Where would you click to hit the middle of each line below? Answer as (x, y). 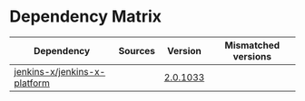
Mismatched (252, 45)
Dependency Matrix (85, 17)
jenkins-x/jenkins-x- (60, 71)
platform (32, 83)
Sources (137, 50)
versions (252, 56)
